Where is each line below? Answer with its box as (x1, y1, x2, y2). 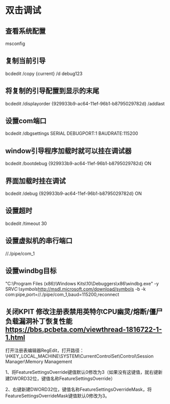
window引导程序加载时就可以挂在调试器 (5, 146, 132, 155)
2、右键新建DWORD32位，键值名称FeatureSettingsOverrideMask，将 (5, 387, 152, 393)
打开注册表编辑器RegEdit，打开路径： (5, 347, 84, 353)
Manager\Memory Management (5, 358, 72, 365)
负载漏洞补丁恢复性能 (5, 317, 72, 325)
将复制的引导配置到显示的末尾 (5, 86, 100, 95)
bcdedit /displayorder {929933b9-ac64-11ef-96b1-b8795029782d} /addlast (5, 100, 165, 106)
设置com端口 (5, 117, 47, 125)
